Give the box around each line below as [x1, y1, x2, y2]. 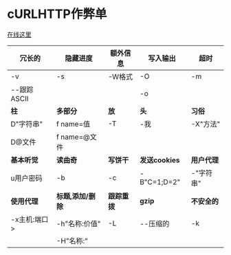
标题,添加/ [56, 191, 89, 201]
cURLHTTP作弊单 [7, 6, 107, 22]
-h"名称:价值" [56, 219, 101, 228]
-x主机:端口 [10, 214, 49, 224]
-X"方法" [190, 119, 221, 129]
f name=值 [56, 119, 91, 129]
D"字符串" [10, 119, 43, 129]
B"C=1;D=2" [140, 177, 181, 186]
